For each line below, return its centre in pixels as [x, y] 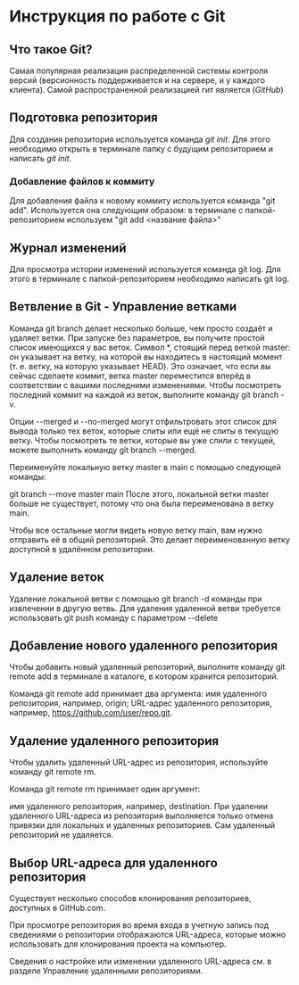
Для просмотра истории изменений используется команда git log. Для [145, 269]
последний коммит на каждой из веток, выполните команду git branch [144, 394]
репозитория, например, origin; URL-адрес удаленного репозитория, [141, 703]
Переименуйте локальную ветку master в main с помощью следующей [145, 467]
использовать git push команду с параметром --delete [114, 617]
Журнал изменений [68, 248]
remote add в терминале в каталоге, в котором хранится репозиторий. [144, 676]
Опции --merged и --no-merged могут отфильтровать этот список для [143, 421]
